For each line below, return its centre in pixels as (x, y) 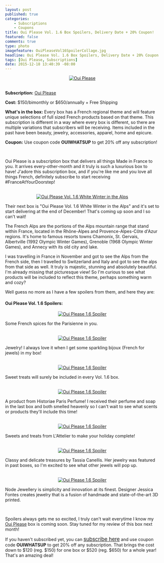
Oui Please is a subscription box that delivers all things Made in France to (79, 161)
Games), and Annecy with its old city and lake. (52, 247)
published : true (22, 14)
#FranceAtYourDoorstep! (30, 182)
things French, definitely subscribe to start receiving (58, 177)
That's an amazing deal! (29, 555)
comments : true (21, 42)
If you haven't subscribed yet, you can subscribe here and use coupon (79, 539)
